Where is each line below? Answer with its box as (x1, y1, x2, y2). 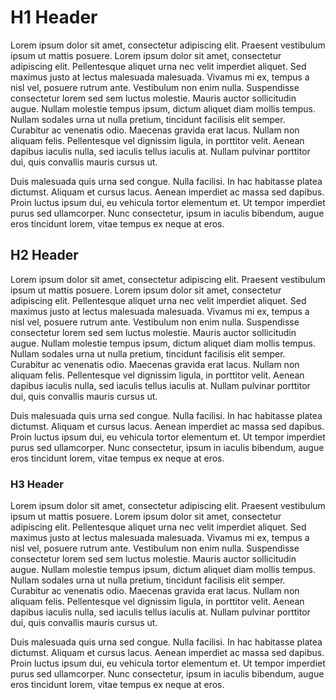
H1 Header (10, 6, 98, 29)
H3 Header (10, 477, 65, 491)
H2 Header (10, 247, 79, 264)
